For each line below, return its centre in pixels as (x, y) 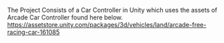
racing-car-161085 (34, 32)
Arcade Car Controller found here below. (65, 17)
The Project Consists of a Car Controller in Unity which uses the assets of (112, 10)
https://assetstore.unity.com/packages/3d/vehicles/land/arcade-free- (107, 25)
